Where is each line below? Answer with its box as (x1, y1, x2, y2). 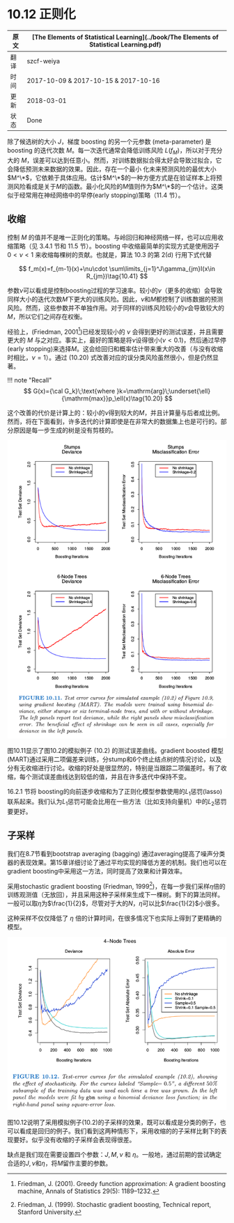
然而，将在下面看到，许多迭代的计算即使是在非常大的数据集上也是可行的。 (7, 417, 221, 426)
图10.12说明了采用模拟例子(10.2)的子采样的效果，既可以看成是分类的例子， (7, 1118, 221, 1126)
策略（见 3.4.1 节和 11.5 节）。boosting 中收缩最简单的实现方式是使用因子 (13, 242, 220, 250)
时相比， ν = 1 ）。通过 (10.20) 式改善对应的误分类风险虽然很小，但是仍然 (7, 353, 213, 362)
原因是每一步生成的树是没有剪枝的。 (13, 426, 117, 435)
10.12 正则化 (7, 6, 77, 22)
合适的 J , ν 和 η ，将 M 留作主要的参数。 (7, 1159, 112, 1167)
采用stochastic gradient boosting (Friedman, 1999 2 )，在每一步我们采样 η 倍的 (7, 880, 226, 890)
